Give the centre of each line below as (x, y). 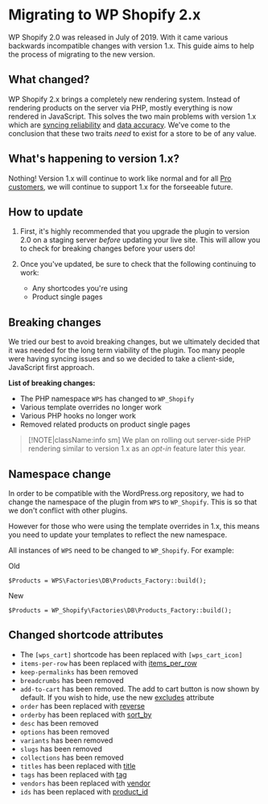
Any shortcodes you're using (80, 289)
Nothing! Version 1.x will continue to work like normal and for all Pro (120, 178)
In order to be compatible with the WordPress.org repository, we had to (126, 493)
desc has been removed (59, 723)
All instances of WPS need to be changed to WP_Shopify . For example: (122, 550)
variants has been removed (66, 740)
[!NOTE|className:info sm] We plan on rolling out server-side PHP (139, 440)
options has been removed (65, 731)
